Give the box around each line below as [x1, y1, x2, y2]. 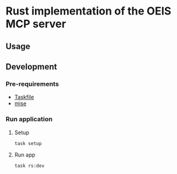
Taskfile [14, 94, 34, 101]
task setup [14, 140, 42, 146]
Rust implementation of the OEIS [5, 4, 172, 18]
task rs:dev [14, 163, 45, 169]
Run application [5, 115, 52, 123]
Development [5, 62, 58, 72]
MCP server [5, 17, 67, 31]
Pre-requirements [5, 80, 60, 88]
